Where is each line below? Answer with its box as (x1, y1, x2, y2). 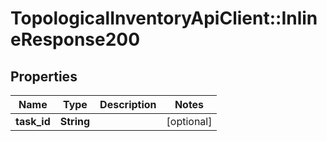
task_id (15, 115, 51, 128)
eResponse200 (10, 28, 141, 51)
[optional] (166, 115, 213, 128)
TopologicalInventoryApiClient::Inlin (10, 7, 318, 30)
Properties (10, 68, 78, 85)
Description (99, 98, 157, 111)
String (59, 115, 91, 128)
